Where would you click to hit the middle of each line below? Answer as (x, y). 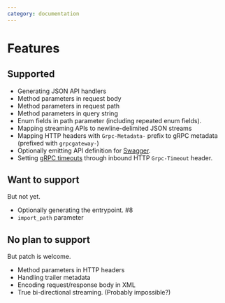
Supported (31, 74)
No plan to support (49, 240)
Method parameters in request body (69, 98)
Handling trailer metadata (54, 278)
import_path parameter (50, 218)
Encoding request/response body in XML (77, 285)
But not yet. (24, 197)
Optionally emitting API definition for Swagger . (84, 150)
